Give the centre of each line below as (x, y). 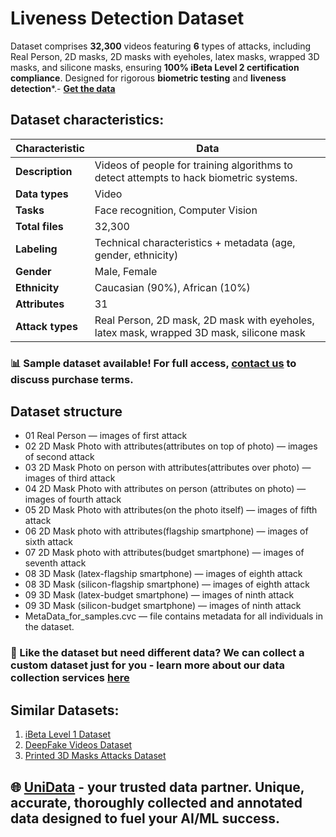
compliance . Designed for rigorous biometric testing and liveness (148, 78)
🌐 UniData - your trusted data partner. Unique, (157, 787)
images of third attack (70, 478)
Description (44, 171)
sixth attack (48, 542)
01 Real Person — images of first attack (106, 436)
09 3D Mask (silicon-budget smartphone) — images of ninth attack (163, 606)
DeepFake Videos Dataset (78, 745)
